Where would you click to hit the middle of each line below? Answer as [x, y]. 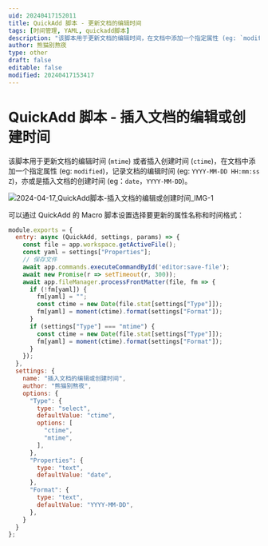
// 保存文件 [40, 260]
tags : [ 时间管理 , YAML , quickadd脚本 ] [69, 30]
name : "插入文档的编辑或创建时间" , [74, 379]
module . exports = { [41, 230]
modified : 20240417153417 [51, 75]
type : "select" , [64, 409]
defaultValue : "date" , [75, 475]
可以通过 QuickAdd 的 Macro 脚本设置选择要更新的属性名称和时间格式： [126, 215]
